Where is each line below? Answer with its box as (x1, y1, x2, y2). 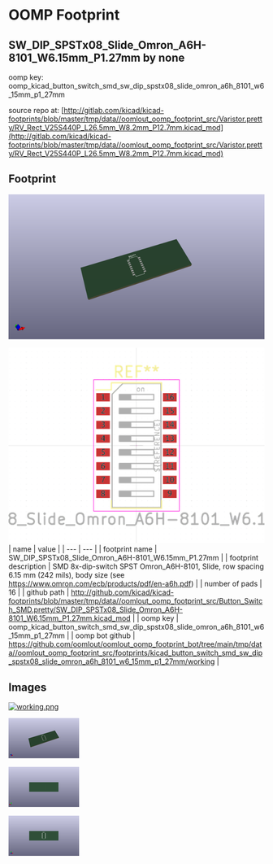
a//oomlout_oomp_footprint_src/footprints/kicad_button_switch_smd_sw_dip (8, 648, 263, 658)
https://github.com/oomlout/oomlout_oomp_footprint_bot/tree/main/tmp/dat (8, 639, 262, 649)
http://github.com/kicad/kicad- (71, 587, 175, 597)
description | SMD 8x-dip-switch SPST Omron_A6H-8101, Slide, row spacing (8, 561, 264, 571)
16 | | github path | (8, 587, 70, 597)
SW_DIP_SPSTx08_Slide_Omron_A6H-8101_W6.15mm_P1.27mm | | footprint (8, 553, 258, 563)
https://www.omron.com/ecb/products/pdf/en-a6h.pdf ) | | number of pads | (8, 579, 262, 589)
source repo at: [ (8, 106, 64, 115)
